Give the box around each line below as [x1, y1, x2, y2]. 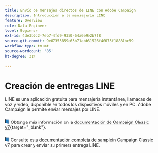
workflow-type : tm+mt [5, 44, 49, 48]
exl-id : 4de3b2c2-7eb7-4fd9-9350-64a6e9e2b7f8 [5, 33, 101, 38]
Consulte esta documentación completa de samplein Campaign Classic [10, 137, 153, 143]
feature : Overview [5, 18, 42, 23]
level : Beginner [5, 28, 38, 33]
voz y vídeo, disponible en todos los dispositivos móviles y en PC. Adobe [5, 102, 151, 107]
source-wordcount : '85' [5, 48, 53, 53]
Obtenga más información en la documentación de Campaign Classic [10, 119, 149, 125]
